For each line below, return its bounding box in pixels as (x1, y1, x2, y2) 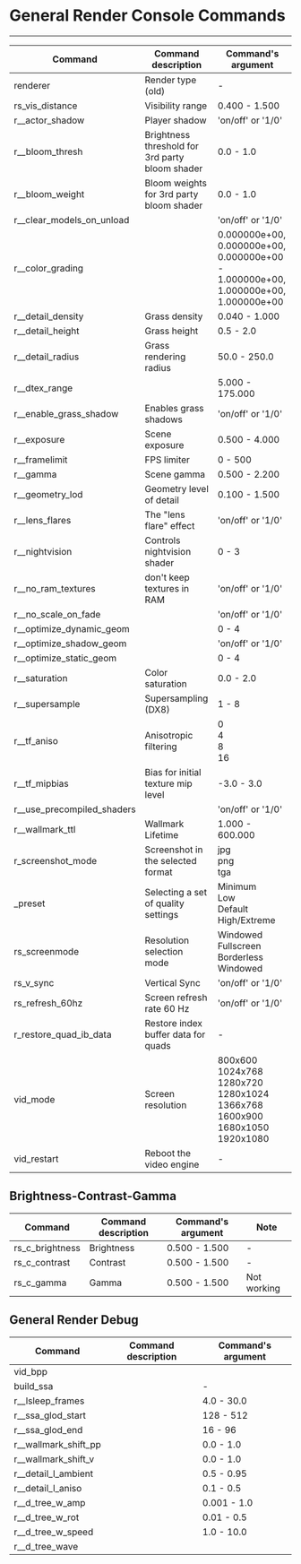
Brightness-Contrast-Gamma (9, 1188, 177, 1204)
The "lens (144, 508, 185, 521)
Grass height (144, 324, 199, 337)
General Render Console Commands (9, 5, 286, 26)
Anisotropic (144, 729, 193, 741)
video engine (144, 1158, 200, 1171)
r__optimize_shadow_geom (13, 637, 127, 650)
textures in (144, 582, 190, 594)
